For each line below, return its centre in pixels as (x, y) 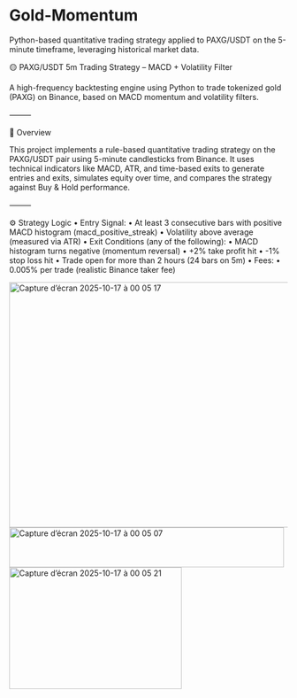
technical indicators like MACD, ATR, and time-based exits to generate (137, 168)
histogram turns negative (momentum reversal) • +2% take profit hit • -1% (145, 251)
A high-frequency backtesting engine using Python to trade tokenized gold (145, 87)
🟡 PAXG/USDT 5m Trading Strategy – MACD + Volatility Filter (121, 66)
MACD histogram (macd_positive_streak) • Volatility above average (131, 232)
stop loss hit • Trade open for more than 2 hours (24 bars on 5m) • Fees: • (145, 260)
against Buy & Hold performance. (70, 187)
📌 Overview (30, 132)
